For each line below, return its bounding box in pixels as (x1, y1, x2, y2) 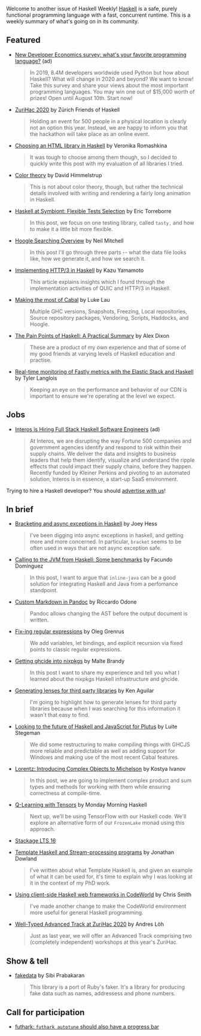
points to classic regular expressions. (29, 646, 122, 653)
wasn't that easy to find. (29, 711, 90, 719)
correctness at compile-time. (29, 790, 102, 797)
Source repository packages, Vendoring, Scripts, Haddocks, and (29, 314, 189, 321)
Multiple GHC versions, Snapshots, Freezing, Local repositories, (29, 308, 187, 315)
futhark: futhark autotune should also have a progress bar (14, 1023, 160, 1031)
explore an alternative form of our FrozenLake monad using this (29, 819, 185, 826)
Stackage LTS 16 (14, 837, 56, 844)
